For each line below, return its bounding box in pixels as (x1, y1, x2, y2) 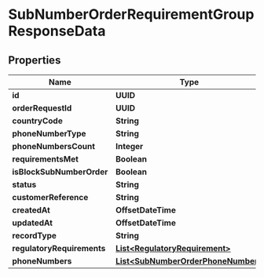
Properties (8, 53, 61, 67)
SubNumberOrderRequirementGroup (8, 5, 255, 24)
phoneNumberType (12, 128, 86, 139)
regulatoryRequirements (12, 243, 106, 253)
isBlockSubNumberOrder (12, 166, 108, 177)
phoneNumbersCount (12, 141, 96, 151)
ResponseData (8, 22, 106, 40)
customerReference (12, 192, 89, 202)
